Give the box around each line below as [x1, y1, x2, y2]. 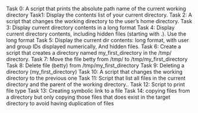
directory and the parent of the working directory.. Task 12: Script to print [6, 81, 186, 88]
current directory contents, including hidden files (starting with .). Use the [6, 30, 187, 37]
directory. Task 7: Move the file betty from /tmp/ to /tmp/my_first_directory [6, 56, 188, 62]
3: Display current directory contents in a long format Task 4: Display [6, 24, 175, 31]
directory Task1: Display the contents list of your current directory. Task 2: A [6, 11, 192, 18]
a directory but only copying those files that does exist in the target [6, 93, 171, 101]
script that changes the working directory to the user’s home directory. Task [6, 18, 192, 24]
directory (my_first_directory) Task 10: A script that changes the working [6, 68, 183, 75]
